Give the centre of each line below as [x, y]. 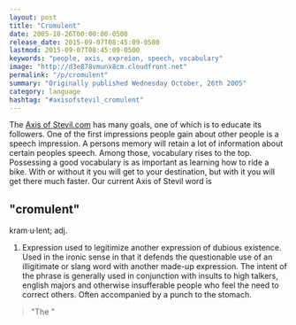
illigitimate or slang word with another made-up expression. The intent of [154, 267]
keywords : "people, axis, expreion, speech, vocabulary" [116, 58]
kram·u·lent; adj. [38, 230]
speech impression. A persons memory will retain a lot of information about [146, 143]
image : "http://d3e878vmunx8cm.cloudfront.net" [99, 67]
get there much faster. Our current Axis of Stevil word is [110, 182]
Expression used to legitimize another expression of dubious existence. [152, 248]
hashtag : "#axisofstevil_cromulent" [76, 100]
